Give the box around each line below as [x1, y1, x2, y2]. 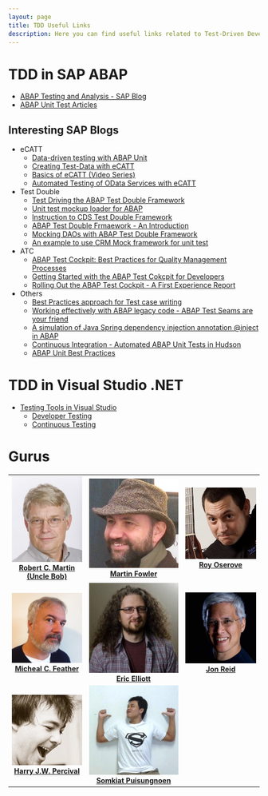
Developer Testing [31, 412, 93, 421]
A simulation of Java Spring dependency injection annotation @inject [31, 323, 259, 332]
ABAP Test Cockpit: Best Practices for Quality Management [31, 255, 227, 265]
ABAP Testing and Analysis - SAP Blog [19, 92, 147, 101]
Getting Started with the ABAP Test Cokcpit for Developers [31, 272, 225, 281]
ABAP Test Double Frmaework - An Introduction [31, 221, 189, 231]
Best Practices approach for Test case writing [31, 297, 182, 307]
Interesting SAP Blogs [8, 123, 120, 137]
